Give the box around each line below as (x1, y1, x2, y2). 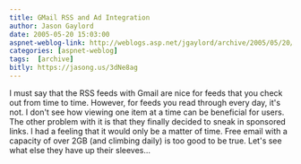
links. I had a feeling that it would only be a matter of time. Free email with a (9, 125, 288, 136)
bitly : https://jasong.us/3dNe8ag (9, 64, 139, 73)
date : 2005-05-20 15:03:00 (9, 30, 110, 39)
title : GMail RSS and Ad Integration (9, 13, 150, 22)
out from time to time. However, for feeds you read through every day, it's (9, 97, 280, 108)
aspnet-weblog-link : (9, 38, 87, 47)
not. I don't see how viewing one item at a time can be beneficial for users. (9, 107, 285, 117)
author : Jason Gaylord (9, 22, 94, 30)
